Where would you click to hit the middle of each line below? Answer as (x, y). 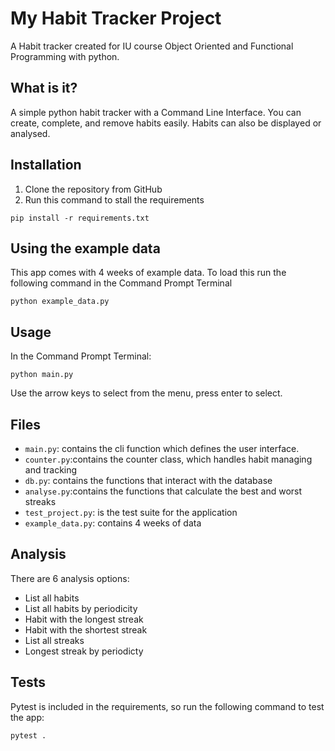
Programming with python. (65, 56)
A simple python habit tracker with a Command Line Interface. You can (156, 112)
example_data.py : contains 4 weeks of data (113, 523)
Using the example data (85, 248)
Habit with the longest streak (84, 619)
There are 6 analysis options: (70, 578)
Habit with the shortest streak (86, 629)
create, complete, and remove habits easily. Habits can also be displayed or (166, 123)
